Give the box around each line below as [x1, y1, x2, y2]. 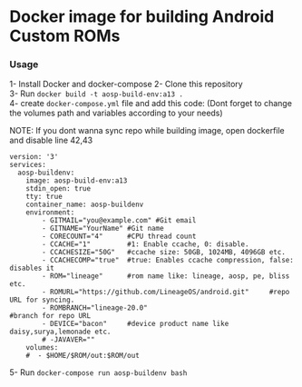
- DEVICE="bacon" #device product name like [42, 320, 229, 329]
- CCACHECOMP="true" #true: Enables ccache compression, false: [42, 256, 295, 265]
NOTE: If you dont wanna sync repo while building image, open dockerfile [9, 125, 286, 136]
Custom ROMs [9, 25, 121, 46]
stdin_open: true [25, 184, 92, 193]
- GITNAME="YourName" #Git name [42, 224, 165, 233]
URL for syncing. [9, 295, 75, 305]
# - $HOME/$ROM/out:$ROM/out [25, 352, 141, 361]
